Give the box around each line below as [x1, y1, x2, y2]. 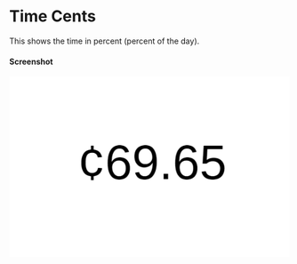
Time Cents [9, 6, 96, 27]
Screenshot [9, 56, 53, 67]
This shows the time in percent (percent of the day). [9, 36, 200, 46]
